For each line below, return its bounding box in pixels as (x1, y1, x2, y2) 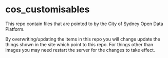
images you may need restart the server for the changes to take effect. (5, 47, 155, 53)
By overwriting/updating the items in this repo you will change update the (5, 36, 160, 42)
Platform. (5, 26, 25, 32)
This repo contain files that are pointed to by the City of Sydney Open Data (5, 21, 163, 27)
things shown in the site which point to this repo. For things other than (5, 41, 154, 47)
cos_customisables (5, 4, 90, 15)
